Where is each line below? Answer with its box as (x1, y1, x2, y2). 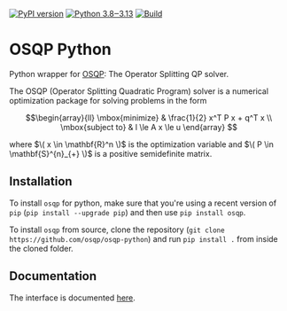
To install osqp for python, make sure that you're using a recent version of (9, 198, 277, 208)
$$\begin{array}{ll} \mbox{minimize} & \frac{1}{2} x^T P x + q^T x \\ (25, 112, 273, 123)
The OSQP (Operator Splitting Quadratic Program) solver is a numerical (9, 85, 268, 97)
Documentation (9, 268, 97, 284)
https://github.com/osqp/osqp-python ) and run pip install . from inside (9, 233, 279, 244)
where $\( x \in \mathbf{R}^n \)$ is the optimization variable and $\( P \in (9, 138, 275, 150)
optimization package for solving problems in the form (9, 95, 207, 105)
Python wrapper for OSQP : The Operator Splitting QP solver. (9, 68, 229, 79)
